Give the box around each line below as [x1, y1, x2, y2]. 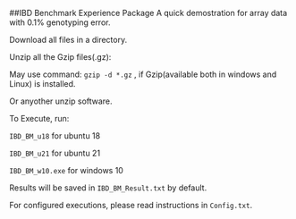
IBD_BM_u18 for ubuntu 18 [9, 131, 101, 141]
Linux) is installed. [9, 79, 76, 88]
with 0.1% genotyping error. [9, 17, 111, 28]
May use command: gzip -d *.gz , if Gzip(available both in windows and [9, 69, 277, 80]
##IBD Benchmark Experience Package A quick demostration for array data [9, 8, 288, 18]
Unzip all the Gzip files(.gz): [9, 52, 112, 62]
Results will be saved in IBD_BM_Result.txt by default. [9, 182, 207, 193]
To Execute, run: [9, 114, 70, 123]
